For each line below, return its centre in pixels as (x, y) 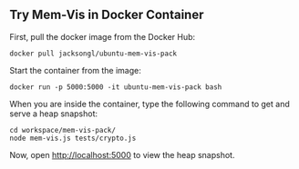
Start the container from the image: (75, 70)
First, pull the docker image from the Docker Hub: (103, 36)
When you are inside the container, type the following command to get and (149, 104)
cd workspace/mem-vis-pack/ (63, 130)
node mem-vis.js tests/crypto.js (73, 138)
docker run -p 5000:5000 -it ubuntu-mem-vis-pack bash (116, 87)
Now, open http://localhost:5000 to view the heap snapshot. (122, 154)
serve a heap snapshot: (54, 114)
